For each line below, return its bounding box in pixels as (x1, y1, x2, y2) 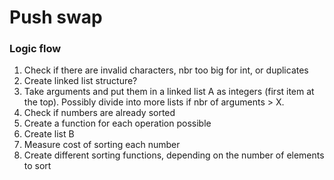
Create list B (23, 128, 75, 140)
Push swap (9, 6, 103, 29)
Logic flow (9, 42, 62, 56)
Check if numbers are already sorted (23, 107, 176, 119)
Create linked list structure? (23, 75, 138, 87)
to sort (23, 160, 52, 172)
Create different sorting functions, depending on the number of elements (23, 149, 325, 161)
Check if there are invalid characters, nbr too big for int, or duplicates (23, 64, 309, 76)
